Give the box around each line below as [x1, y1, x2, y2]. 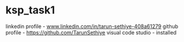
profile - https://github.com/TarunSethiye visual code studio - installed [5, 29, 177, 36]
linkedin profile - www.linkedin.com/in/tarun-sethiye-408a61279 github [5, 23, 179, 30]
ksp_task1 [5, 3, 55, 17]
